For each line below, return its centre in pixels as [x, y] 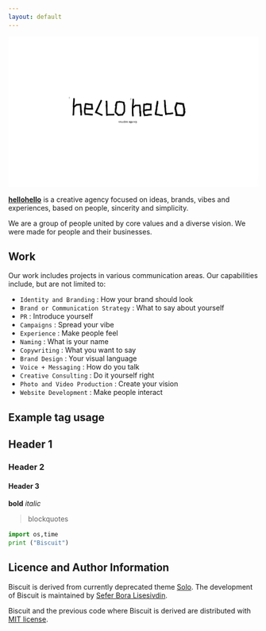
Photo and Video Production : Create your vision [99, 384]
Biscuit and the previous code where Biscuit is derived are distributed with [130, 610]
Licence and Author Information [89, 568]
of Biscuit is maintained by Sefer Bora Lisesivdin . [88, 595]
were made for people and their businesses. [80, 231]
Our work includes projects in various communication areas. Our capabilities [133, 276]
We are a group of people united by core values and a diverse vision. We [127, 223]
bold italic [25, 504]
